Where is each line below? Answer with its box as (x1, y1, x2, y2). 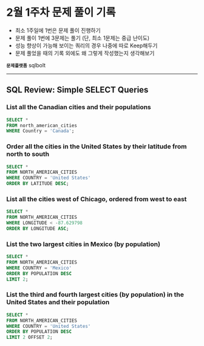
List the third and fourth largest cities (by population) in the (6, 290, 184, 299)
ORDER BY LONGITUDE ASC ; (6, 225, 69, 231)
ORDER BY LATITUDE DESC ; (6, 181, 69, 187)
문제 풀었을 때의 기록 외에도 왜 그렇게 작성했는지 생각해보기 (15, 49, 155, 56)
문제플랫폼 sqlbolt (6, 61, 46, 68)
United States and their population (6, 298, 110, 307)
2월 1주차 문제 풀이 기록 (6, 5, 117, 19)
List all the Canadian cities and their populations (6, 103, 152, 111)
